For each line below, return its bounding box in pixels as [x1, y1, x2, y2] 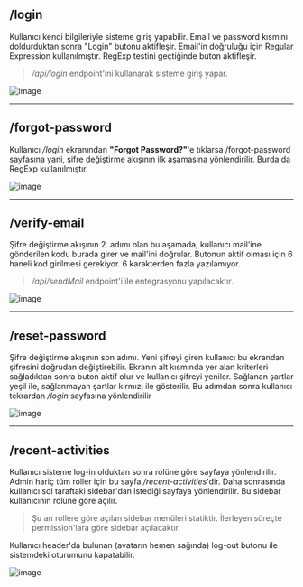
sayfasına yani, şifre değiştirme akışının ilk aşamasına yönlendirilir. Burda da [9, 154, 291, 164]
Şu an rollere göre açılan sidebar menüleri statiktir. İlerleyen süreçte [31, 513, 282, 524]
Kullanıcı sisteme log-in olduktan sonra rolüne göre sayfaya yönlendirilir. [9, 467, 277, 478]
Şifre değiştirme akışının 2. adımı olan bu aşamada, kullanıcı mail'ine [9, 239, 262, 250]
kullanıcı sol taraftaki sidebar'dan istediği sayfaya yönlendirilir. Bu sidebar [9, 486, 281, 497]
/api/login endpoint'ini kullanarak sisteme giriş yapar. [31, 68, 228, 79]
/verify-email [9, 216, 85, 231]
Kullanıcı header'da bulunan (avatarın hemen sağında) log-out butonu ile [9, 540, 278, 551]
